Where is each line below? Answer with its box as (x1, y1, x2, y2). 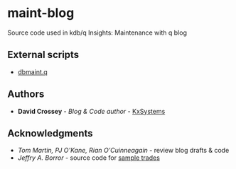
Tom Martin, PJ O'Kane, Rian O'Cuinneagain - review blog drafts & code (17, 146, 230, 155)
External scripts (7, 49, 80, 61)
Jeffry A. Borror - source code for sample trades (17, 153, 160, 162)
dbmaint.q (17, 67, 48, 76)
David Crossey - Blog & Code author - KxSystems (17, 107, 166, 115)
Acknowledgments (7, 127, 94, 139)
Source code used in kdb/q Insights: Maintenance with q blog (7, 28, 187, 37)
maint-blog (7, 5, 75, 21)
